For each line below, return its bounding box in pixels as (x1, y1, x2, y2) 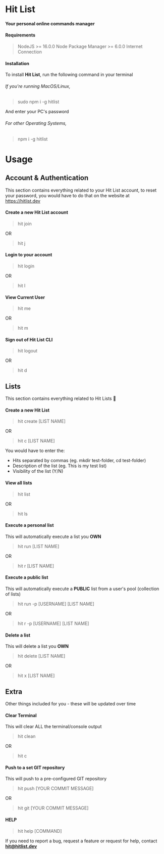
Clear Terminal (5, 712, 37, 718)
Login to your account (5, 252, 52, 258)
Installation (5, 60, 29, 66)
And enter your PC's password (5, 109, 69, 115)
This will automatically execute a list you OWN (5, 533, 101, 540)
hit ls (17, 511, 28, 517)
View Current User (5, 294, 45, 300)
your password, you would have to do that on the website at (5, 192, 130, 198)
